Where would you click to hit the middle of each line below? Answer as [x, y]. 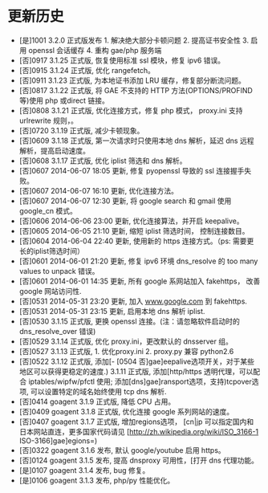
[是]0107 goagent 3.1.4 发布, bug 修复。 [84, 470]
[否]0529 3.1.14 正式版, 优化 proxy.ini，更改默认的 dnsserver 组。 [126, 341]
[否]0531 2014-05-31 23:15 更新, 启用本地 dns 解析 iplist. [112, 311]
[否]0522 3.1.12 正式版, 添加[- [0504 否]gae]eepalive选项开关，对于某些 [136, 361]
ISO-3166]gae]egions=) [58, 440]
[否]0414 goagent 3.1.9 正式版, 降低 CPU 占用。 [97, 401]
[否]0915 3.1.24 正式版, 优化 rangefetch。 [87, 70]
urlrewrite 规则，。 [48, 120]
